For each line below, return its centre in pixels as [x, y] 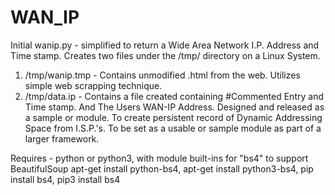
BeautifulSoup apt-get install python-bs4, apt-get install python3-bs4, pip [162, 168]
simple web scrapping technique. [93, 85]
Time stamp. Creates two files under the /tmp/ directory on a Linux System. [165, 55]
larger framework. [62, 138]
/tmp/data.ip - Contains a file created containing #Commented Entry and [174, 96]
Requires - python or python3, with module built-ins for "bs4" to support [159, 158]
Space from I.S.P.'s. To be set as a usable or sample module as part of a [173, 128]
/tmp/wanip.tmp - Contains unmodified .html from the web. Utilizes [162, 75]
